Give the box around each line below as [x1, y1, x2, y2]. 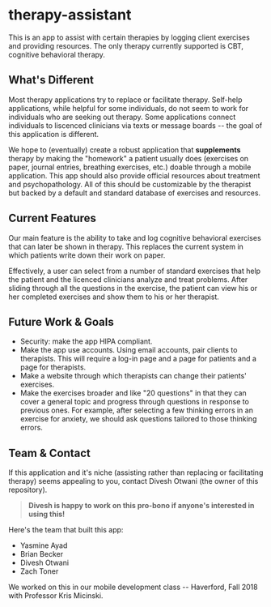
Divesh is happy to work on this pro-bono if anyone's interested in [28, 501, 255, 511]
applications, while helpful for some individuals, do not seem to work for [8, 103, 249, 113]
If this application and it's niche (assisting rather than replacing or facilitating [8, 468, 264, 477]
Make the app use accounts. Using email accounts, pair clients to [19, 345, 238, 355]
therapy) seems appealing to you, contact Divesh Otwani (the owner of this [8, 477, 259, 486]
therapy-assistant [8, 6, 132, 24]
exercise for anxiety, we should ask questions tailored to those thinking [19, 414, 257, 424]
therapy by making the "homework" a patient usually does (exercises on [8, 153, 249, 163]
